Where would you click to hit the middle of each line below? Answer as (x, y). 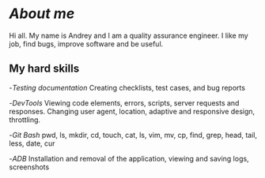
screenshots (29, 167)
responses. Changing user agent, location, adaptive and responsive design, (132, 111)
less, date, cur (32, 143)
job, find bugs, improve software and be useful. (86, 43)
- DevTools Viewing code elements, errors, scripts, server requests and (124, 102)
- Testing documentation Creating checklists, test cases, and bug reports (127, 87)
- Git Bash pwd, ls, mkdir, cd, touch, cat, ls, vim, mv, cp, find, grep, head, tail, (133, 135)
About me (42, 14)
